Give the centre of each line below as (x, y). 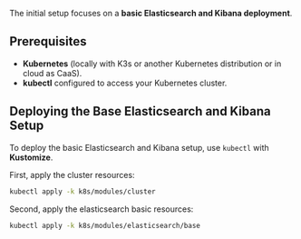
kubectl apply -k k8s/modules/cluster (83, 191)
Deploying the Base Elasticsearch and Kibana (140, 111)
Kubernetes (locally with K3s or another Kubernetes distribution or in (152, 64)
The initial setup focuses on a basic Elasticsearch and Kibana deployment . (151, 13)
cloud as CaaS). (52, 73)
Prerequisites (48, 41)
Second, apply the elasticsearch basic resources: (102, 209)
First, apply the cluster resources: (72, 174)
